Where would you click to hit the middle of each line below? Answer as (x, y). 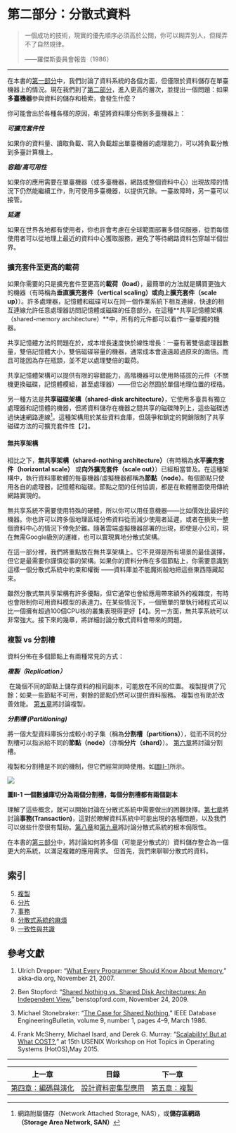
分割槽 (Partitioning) (38, 719)
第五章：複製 (173, 1088)
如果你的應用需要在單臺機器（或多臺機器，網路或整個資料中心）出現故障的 (115, 182)
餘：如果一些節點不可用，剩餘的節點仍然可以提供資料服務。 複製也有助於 (113, 695)
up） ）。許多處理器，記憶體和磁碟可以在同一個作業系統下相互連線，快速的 (113, 302)
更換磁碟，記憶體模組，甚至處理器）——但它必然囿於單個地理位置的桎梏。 (121, 384)
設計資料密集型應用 (113, 1088)
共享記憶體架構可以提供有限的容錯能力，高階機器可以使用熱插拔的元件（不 (115, 376)
